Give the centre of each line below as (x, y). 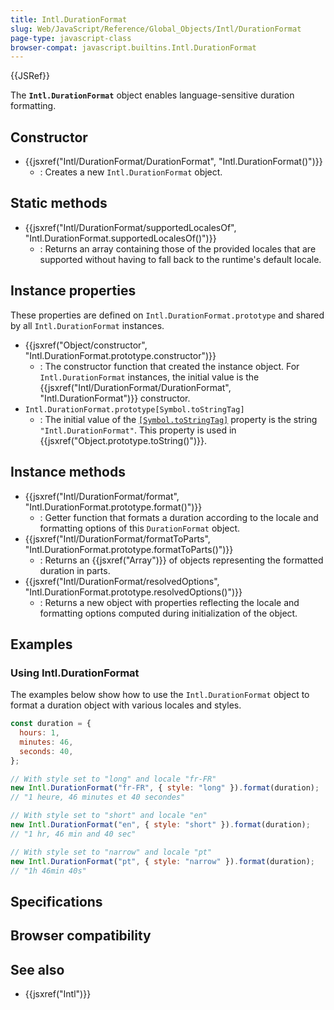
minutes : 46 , (46, 742)
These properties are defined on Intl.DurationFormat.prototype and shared (167, 315)
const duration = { (51, 724)
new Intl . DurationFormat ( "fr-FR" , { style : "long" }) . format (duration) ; (165, 788)
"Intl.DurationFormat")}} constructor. (115, 398)
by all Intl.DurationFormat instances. (87, 325)
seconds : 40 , (46, 751)
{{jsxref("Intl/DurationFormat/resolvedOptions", (122, 581)
